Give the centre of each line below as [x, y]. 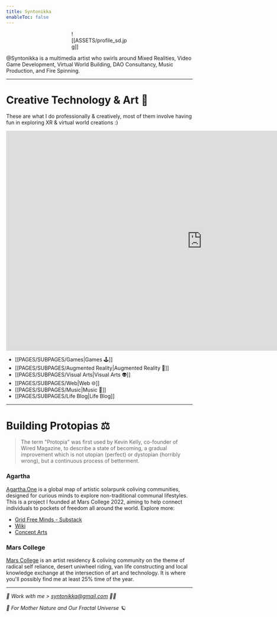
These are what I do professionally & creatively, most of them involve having [99, 117]
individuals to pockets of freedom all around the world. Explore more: [90, 508]
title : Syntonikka [29, 12]
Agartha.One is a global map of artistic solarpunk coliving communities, [93, 489]
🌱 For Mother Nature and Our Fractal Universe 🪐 [66, 608]
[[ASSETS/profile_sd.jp [99, 40]
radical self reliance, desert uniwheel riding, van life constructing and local [97, 566]
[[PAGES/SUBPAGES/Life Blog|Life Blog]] [65, 396]
